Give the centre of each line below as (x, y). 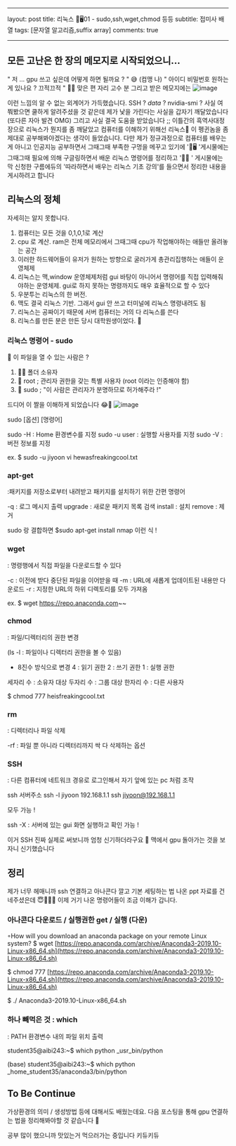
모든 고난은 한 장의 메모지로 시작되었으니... (94, 61)
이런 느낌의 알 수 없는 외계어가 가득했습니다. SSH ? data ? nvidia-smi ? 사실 (112, 103)
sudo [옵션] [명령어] (35, 419)
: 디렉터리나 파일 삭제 (36, 731)
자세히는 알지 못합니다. (38, 218)
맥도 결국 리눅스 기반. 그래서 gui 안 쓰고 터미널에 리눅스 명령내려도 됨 (112, 303)
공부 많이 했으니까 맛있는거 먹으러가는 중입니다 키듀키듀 (83, 1135)
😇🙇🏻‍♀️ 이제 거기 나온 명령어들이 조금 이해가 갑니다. (107, 900)
